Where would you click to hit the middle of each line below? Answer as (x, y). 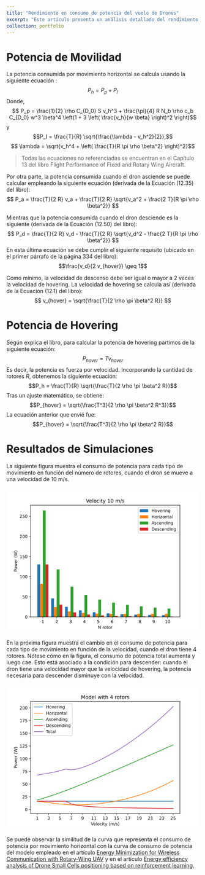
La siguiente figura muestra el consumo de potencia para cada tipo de (95, 466)
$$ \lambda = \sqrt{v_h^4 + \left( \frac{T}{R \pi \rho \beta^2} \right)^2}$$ (103, 146)
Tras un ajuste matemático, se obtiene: (55, 395)
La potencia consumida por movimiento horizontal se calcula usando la (96, 74)
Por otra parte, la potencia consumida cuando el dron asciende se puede (98, 177)
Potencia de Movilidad (64, 57)
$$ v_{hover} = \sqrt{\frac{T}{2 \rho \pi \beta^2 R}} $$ (103, 300)
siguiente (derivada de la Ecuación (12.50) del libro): (72, 224)
